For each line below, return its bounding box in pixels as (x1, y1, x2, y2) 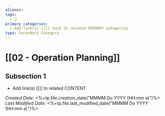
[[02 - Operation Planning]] (5, 52, 120, 63)
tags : (5, 12, 16, 17)
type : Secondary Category (5, 30, 59, 35)
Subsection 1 (5, 72, 46, 80)
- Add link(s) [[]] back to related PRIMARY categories (9, 26, 128, 31)
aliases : (5, 7, 23, 12)
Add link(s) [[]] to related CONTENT (12, 85, 86, 91)
